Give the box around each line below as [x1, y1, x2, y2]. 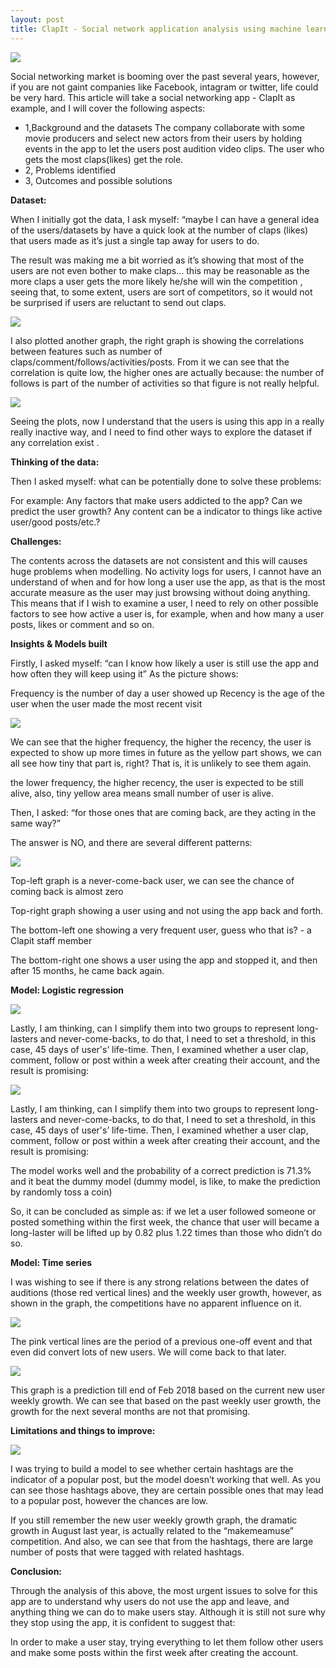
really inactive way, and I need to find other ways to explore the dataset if [10, 426, 313, 438]
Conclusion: [10, 1565, 63, 1577]
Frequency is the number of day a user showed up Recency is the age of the [10, 687, 325, 699]
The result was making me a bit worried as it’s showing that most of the [10, 254, 305, 266]
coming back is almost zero [10, 885, 124, 897]
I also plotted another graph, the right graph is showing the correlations [10, 334, 305, 346]
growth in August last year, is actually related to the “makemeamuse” [10, 1524, 295, 1536]
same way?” [10, 817, 61, 829]
